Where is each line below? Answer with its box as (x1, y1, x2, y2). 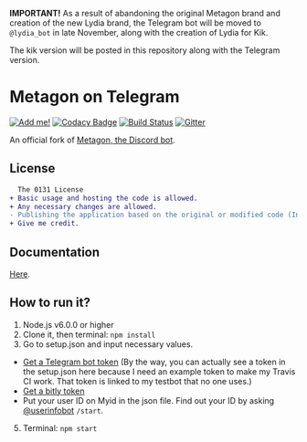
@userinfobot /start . (22, 405, 103, 416)
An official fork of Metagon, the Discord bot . (9, 134, 175, 145)
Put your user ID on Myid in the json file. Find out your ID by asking (22, 395, 275, 405)
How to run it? (9, 295, 91, 310)
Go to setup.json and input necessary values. (22, 338, 194, 350)
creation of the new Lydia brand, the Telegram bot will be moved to (9, 17, 262, 28)
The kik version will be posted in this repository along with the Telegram (9, 45, 281, 56)
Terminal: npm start (22, 422, 98, 433)
